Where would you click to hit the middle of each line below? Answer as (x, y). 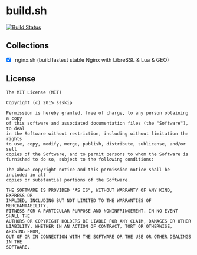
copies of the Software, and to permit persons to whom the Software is (97, 154)
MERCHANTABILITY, (27, 206)
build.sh (27, 11)
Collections (27, 46)
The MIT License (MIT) (34, 92)
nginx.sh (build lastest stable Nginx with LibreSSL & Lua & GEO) (92, 59)
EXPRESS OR (19, 196)
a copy (14, 118)
